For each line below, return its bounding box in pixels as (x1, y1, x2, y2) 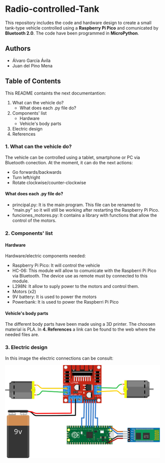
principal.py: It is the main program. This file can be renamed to (12, 202, 141, 208)
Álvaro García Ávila (12, 58, 51, 63)
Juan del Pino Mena (12, 62, 53, 68)
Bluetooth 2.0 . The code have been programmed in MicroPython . (5, 30, 139, 36)
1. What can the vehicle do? (5, 143, 72, 150)
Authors (5, 44, 31, 53)
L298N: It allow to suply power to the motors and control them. (12, 283, 139, 289)
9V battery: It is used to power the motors (12, 294, 97, 300)
